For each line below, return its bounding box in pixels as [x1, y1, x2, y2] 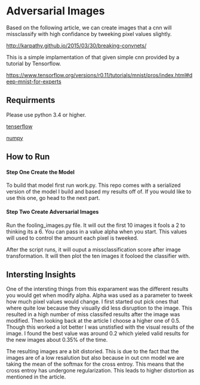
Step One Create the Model [6, 168, 75, 175]
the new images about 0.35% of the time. [6, 337, 108, 344]
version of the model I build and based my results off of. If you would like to [6, 188, 192, 195]
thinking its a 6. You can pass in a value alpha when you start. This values [6, 228, 187, 235]
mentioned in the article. [6, 373, 66, 381]
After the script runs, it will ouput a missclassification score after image [6, 245, 181, 253]
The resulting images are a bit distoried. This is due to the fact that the [6, 348, 179, 355]
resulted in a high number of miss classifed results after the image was [6, 311, 180, 318]
